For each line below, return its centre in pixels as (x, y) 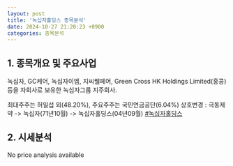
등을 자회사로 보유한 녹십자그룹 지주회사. (62, 90)
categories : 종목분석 (36, 33)
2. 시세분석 (30, 138)
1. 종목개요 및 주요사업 (52, 63)
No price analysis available (46, 155)
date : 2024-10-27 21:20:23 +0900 (56, 27)
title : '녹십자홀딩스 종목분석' (47, 20)
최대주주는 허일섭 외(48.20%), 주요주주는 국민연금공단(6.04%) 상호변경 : (107, 105)
